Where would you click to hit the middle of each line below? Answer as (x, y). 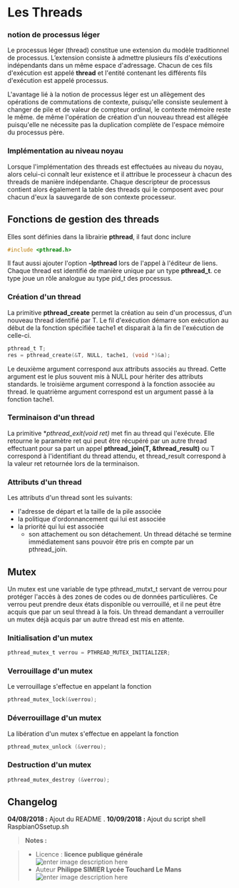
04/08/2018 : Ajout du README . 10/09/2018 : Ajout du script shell (106, 819)
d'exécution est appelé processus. (58, 81)
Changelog (32, 802)
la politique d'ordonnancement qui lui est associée (92, 519)
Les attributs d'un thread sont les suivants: (70, 498)
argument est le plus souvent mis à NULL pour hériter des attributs (105, 376)
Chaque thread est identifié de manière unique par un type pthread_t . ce (114, 271)
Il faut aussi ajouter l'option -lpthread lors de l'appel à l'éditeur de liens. (113, 263)
